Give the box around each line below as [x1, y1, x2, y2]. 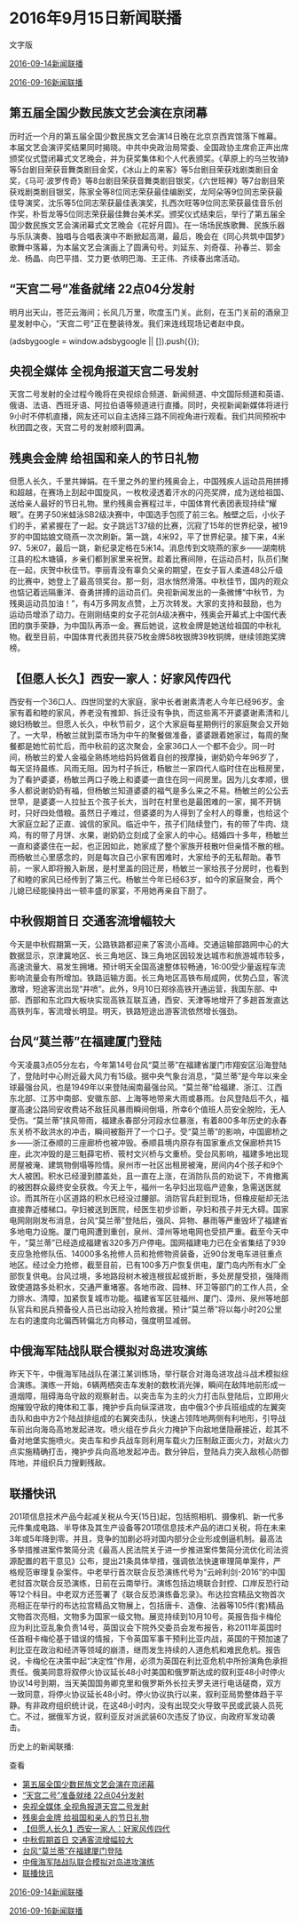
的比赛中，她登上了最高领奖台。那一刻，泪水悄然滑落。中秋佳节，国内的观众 [9, 576, 289, 587]
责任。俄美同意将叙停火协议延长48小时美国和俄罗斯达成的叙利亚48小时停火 [9, 1667, 286, 1678]
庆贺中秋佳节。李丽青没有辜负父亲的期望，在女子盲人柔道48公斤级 [39, 565, 284, 576]
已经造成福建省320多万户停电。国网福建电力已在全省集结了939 [54, 1237, 286, 1248]
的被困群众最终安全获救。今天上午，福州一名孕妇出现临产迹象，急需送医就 [9, 1181, 281, 1192]
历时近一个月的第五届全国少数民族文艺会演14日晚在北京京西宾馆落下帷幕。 [9, 131, 282, 141]
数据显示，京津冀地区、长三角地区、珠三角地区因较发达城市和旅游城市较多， [9, 950, 289, 961]
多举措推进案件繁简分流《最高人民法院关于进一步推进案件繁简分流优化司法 [9, 1545, 281, 1555]
